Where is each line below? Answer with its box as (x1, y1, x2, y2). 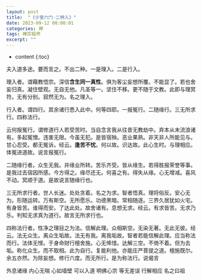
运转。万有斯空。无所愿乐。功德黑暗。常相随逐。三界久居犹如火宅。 (26, 197, 196, 204)
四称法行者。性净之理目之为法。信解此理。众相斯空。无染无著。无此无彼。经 (6, 224, 196, 231)
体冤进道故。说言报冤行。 (6, 149, 70, 156)
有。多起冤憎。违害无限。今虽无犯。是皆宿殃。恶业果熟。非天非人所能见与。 (6, 134, 196, 141)
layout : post (6, 8, 39, 15)
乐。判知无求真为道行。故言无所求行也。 (6, 212, 106, 219)
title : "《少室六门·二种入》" (6, 14, 76, 20)
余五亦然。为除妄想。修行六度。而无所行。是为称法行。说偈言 (6, 254, 159, 261)
